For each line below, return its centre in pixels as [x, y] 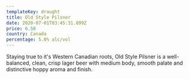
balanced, [19, 63]
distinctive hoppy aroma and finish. [49, 69]
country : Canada [26, 34]
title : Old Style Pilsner [38, 17]
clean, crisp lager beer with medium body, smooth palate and [108, 63]
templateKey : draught [33, 12]
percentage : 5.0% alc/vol [38, 39]
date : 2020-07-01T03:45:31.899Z [46, 23]
